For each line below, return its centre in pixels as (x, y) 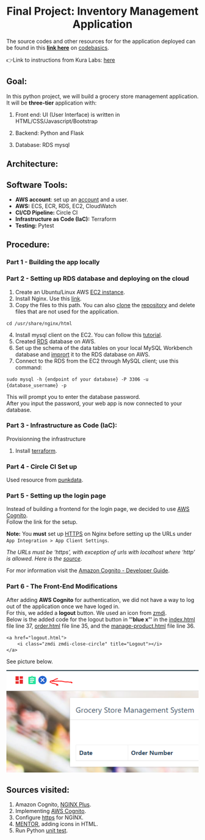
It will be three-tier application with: (52, 103)
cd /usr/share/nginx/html (39, 323)
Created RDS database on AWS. (55, 341)
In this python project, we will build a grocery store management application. (103, 96)
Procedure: (28, 245)
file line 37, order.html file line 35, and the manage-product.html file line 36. (101, 626)
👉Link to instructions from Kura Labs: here (61, 60)
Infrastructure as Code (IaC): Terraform (66, 219)
